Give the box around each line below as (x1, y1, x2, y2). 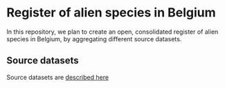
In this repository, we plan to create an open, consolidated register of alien (6, 27, 219, 36)
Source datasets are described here (6, 73, 109, 81)
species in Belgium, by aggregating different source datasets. (6, 34, 182, 43)
